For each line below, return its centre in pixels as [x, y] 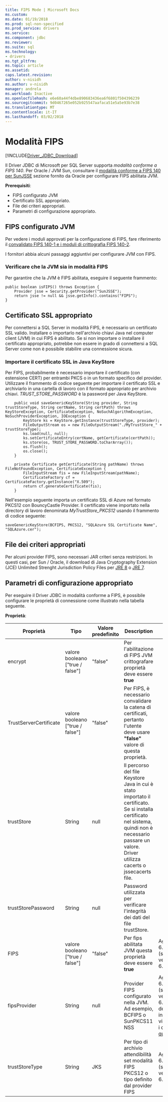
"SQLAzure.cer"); [23, 529]
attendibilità [137, 1054]
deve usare [137, 732]
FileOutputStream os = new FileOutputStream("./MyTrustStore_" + [93, 425]
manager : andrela [23, 89]
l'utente [133, 726]
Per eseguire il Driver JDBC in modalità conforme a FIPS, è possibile [75, 595]
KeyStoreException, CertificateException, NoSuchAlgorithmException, [79, 412]
